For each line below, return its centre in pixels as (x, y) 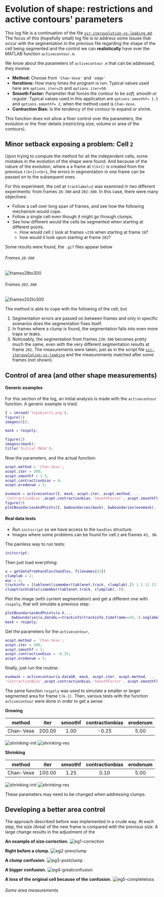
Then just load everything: (31, 562)
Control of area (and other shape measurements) (81, 375)
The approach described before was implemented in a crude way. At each (80, 821)
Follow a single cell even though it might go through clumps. (72, 217)
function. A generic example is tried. (41, 404)
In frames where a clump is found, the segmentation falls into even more (85, 329)
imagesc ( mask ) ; (20, 444)
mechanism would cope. (37, 211)
